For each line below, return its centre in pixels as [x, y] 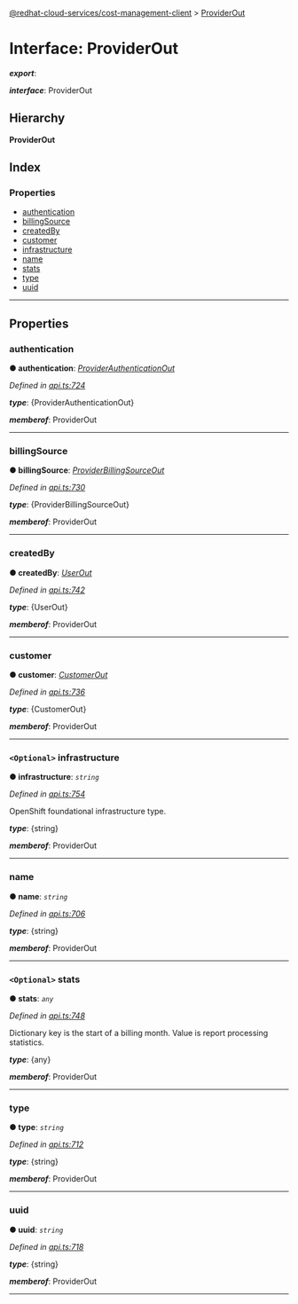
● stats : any [31, 998]
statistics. [27, 1042]
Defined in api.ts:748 [47, 1016]
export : [23, 73]
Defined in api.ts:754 [47, 794]
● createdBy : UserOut [51, 572]
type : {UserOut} [39, 607]
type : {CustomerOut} [48, 710]
